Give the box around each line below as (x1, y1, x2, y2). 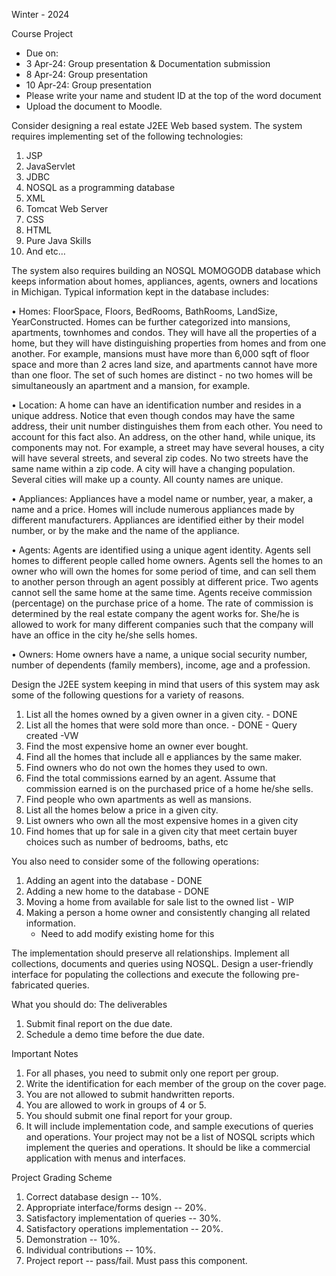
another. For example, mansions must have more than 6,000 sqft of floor (11, 348, 310, 359)
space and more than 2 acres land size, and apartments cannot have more (11, 359, 318, 370)
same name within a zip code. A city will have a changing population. (11, 463, 296, 474)
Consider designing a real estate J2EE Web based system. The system (11, 120, 303, 131)
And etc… (25, 245, 66, 257)
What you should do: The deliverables (11, 999, 168, 1010)
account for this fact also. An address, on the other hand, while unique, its (11, 431, 316, 443)
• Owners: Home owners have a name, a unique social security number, (11, 649, 308, 660)
